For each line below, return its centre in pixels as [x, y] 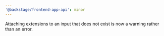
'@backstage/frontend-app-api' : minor [45, 10]
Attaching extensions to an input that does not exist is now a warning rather [82, 24]
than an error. [19, 29]
